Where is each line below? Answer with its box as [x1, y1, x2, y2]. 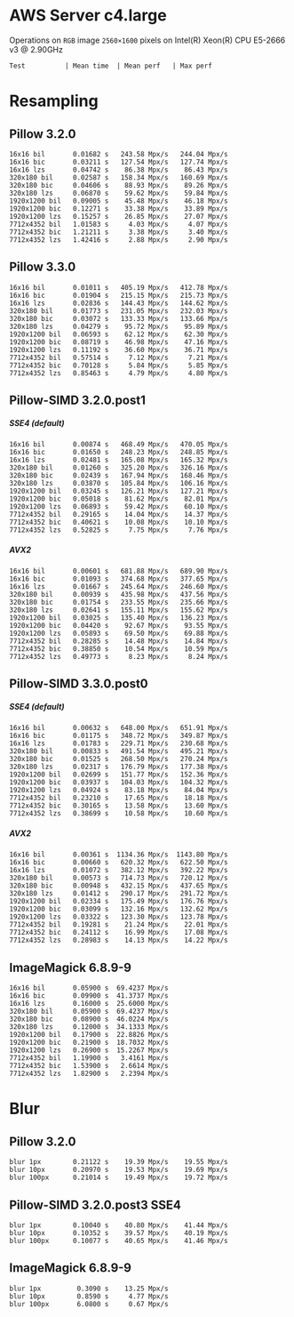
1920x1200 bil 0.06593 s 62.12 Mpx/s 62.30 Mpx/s [9, 330, 228, 339]
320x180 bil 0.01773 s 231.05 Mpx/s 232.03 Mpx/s [9, 306, 228, 316]
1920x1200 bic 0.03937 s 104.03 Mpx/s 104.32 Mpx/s [9, 778, 228, 787]
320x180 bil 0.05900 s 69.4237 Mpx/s [9, 1007, 169, 1016]
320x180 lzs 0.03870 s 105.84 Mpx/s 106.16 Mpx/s [9, 479, 228, 488]
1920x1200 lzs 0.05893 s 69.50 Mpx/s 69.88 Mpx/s [9, 629, 228, 638]
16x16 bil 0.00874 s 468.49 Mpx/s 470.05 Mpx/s [9, 440, 228, 449]
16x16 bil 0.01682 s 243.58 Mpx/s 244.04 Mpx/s [9, 149, 228, 158]
